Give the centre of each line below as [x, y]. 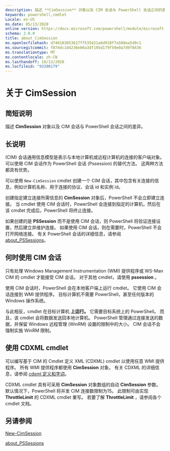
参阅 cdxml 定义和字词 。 [44, 373]
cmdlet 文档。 [20, 403]
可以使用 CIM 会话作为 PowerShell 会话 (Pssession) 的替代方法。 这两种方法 [84, 163]
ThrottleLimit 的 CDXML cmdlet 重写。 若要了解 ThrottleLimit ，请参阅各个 [83, 397]
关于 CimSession [41, 93]
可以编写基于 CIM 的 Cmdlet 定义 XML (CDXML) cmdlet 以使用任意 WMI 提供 [85, 361]
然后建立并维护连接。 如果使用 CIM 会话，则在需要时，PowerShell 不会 [88, 227]
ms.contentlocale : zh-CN [31, 57]
